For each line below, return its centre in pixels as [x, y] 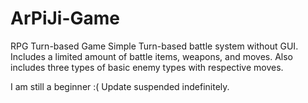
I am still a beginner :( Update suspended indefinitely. [120, 86]
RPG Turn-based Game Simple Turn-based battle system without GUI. [154, 46]
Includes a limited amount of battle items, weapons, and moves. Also [151, 56]
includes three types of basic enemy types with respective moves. [147, 67]
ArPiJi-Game [65, 18]
